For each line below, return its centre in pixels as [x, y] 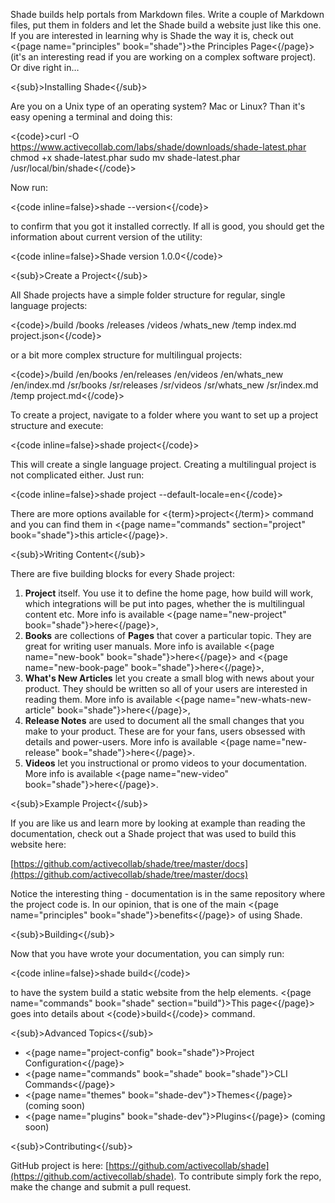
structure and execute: [57, 425]
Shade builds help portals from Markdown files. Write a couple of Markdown [167, 14]
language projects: [49, 305]
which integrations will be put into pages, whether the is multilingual [164, 603]
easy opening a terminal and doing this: [91, 117]
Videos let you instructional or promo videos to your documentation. [166, 763]
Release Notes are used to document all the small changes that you [164, 720]
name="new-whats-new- [259, 699]
